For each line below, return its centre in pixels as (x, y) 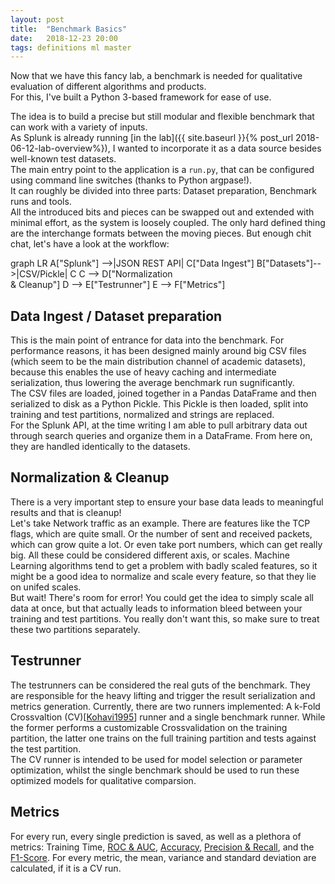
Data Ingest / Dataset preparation (116, 316)
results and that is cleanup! (66, 512)
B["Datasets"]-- (289, 263)
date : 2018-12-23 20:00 (64, 38)
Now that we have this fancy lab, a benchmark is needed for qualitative (156, 76)
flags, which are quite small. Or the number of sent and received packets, (161, 533)
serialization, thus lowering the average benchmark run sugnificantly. (152, 383)
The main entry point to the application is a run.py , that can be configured (162, 170)
